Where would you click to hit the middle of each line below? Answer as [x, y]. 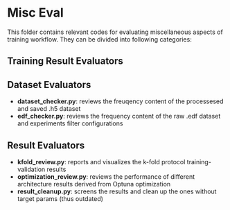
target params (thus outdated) [60, 198]
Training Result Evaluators [65, 61]
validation [31, 169]
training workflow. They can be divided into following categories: [99, 39]
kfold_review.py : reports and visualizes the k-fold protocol [101, 161]
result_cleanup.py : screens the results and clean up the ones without [117, 191]
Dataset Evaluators [49, 85]
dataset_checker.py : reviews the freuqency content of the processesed [120, 101]
